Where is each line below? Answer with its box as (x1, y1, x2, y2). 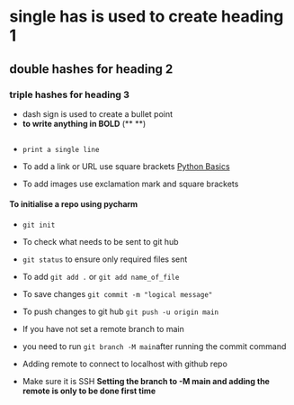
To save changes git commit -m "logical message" (22, 289, 213, 300)
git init (22, 220, 56, 230)
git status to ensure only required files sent (22, 254, 188, 265)
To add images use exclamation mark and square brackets (22, 178, 239, 189)
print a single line (22, 145, 100, 154)
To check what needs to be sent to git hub (22, 237, 179, 247)
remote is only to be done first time (22, 385, 156, 397)
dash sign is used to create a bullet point (22, 108, 174, 119)
